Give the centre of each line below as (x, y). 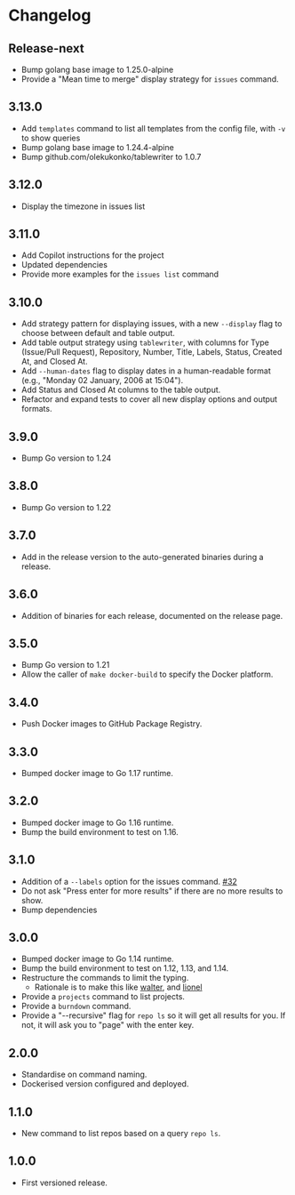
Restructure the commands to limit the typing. (105, 978)
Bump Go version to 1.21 (65, 665)
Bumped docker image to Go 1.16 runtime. (97, 822)
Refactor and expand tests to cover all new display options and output (149, 399)
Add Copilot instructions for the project (93, 255)
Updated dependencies (64, 265)
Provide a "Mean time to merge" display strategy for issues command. (150, 79)
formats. (36, 409)
